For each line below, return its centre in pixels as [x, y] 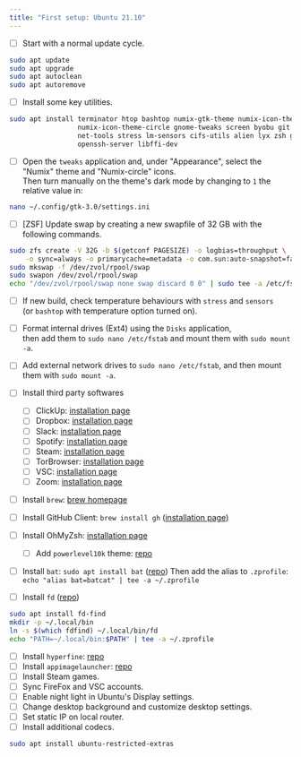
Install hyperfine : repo [63, 656]
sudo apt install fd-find [57, 615]
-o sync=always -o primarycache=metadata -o [110, 259]
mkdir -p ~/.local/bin [52, 623]
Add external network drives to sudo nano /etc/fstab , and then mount [152, 366]
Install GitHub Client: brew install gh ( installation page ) [125, 517]
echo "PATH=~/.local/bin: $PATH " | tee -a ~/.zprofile [112, 639]
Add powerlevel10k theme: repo [94, 554]
